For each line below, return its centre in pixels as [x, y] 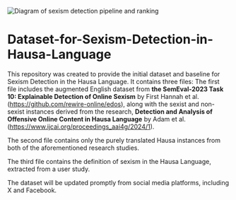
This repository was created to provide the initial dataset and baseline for [114, 73]
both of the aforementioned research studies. [73, 148]
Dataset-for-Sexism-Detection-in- [110, 40]
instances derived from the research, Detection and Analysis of [119, 111]
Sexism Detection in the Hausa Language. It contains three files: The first [114, 81]
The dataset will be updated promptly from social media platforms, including [118, 182]
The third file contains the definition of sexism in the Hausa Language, [110, 161]
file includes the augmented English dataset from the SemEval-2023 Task [116, 89]
